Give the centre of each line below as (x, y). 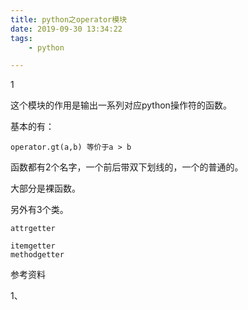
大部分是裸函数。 (45, 188)
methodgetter (37, 255)
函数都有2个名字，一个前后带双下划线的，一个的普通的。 (127, 167)
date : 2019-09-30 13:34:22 (66, 29)
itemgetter (33, 246)
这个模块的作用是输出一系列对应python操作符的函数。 (121, 105)
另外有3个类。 (39, 210)
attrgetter (33, 229)
